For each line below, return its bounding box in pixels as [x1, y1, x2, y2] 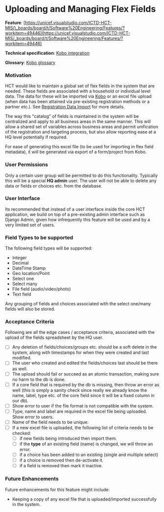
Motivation [5, 72, 32, 79]
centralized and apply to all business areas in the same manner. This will [5, 119, 151, 125]
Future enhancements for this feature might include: [5, 486, 110, 492]
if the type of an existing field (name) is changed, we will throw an [19, 441, 153, 447]
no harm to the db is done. [12, 377, 66, 382]
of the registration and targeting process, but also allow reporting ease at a [5, 129, 156, 135]
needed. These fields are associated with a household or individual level [5, 88, 151, 94]
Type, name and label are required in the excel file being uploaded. [12, 408, 147, 414]
